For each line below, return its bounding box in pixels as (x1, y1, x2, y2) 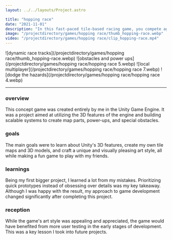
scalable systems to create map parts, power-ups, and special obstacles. (5, 117, 160, 124)
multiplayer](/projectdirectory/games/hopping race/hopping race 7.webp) (5, 66, 160, 72)
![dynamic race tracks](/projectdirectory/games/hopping (5, 50, 124, 56)
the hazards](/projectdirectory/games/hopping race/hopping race (21, 72, 160, 77)
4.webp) (5, 77, 23, 83)
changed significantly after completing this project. (5, 193, 113, 199)
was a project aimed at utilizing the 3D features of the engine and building (5, 112, 161, 118)
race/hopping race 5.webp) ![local (78, 61, 150, 67)
